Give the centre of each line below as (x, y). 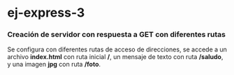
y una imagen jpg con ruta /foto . (54, 65)
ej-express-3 (46, 13)
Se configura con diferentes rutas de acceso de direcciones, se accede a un (117, 49)
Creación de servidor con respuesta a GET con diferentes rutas (116, 35)
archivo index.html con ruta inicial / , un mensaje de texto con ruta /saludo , (115, 57)
